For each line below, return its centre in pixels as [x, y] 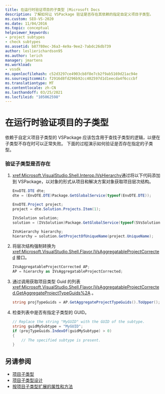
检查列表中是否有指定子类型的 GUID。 [51, 313]
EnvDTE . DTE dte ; [29, 191]
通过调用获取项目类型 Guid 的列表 [46, 281]
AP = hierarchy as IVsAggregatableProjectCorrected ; [67, 272]
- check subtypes [23, 42]
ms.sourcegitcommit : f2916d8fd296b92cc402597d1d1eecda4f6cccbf [71, 79]
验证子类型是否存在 [28, 164]
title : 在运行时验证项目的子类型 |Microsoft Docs [52, 10]
